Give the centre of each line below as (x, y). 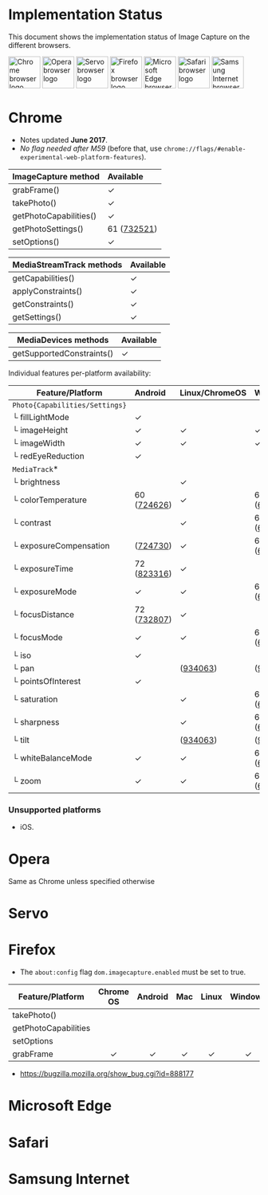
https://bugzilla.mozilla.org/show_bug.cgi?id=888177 (106, 1074)
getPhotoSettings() (48, 229)
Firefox (32, 950)
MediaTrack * (35, 469)
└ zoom (27, 780)
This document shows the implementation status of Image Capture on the (129, 37)
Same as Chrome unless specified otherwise (82, 882)
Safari (29, 1142)
